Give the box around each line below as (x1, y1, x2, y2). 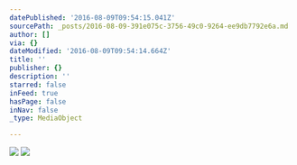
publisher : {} (9, 64, 63, 73)
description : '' (9, 72, 70, 81)
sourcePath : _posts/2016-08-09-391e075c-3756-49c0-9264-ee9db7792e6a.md (9, 22, 289, 31)
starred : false (9, 80, 67, 89)
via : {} (9, 38, 39, 48)
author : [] (9, 30, 51, 39)
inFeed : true (9, 88, 59, 97)
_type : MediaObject (9, 114, 83, 123)
